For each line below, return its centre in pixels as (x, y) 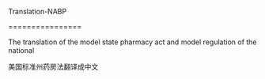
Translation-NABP (38, 11)
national (21, 50)
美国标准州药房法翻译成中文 (53, 67)
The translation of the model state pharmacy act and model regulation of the (132, 42)
